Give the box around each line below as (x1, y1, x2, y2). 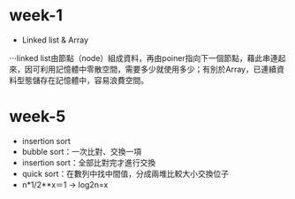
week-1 (9, 5, 64, 26)
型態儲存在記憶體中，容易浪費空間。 (16, 74, 148, 85)
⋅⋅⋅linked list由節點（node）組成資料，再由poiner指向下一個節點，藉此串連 (9, 52, 278, 63)
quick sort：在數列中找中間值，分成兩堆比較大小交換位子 (21, 168, 230, 179)
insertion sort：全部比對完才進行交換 (21, 157, 156, 168)
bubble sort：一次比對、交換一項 (21, 146, 142, 157)
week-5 (9, 107, 66, 126)
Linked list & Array (21, 34, 89, 45)
